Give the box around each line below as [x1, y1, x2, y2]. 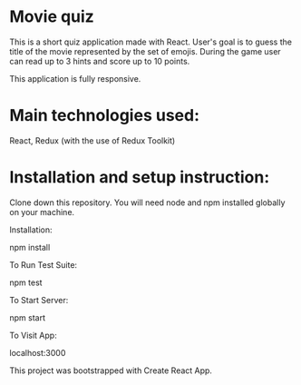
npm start [9, 311, 46, 323]
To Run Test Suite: [9, 259, 78, 270]
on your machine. [9, 206, 75, 217]
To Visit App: [9, 330, 57, 341]
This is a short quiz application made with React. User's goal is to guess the [9, 36, 293, 47]
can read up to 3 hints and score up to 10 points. [9, 55, 190, 66]
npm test [9, 277, 43, 288]
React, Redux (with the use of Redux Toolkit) [9, 134, 176, 146]
